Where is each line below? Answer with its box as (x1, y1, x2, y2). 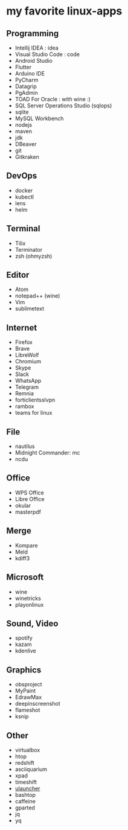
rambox (14, 403, 34, 410)
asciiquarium (14, 765, 47, 773)
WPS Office (14, 489, 44, 496)
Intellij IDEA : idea (14, 44, 59, 51)
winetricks (14, 595, 41, 602)
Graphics (6, 665, 42, 675)
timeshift (14, 778, 37, 785)
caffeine (14, 797, 36, 805)
